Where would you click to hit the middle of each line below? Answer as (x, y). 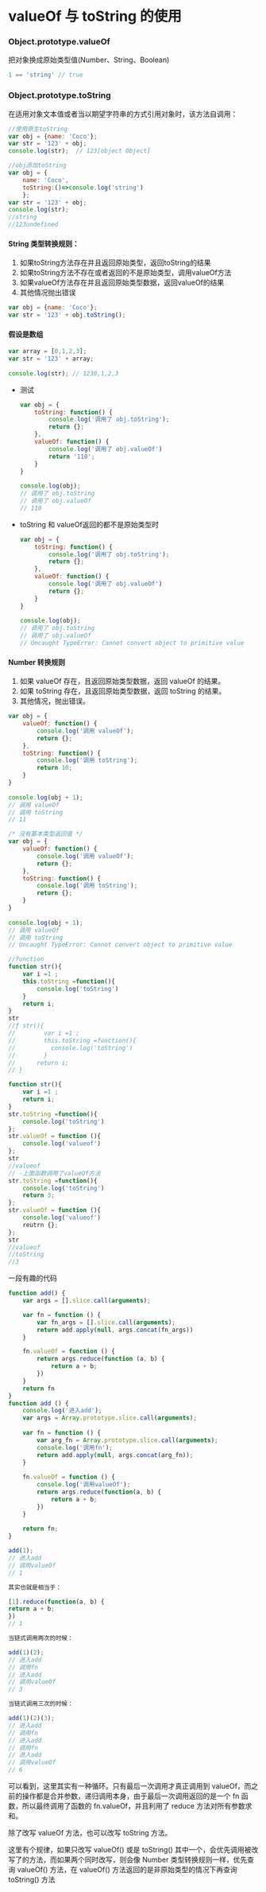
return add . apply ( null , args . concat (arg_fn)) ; (115, 1455)
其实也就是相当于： (35, 1587)
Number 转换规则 (37, 662)
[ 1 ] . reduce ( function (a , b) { (56, 1602)
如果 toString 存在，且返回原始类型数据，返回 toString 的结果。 (123, 691)
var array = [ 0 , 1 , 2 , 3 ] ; (48, 352)
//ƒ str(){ (26, 1026)
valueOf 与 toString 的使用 (95, 16)
